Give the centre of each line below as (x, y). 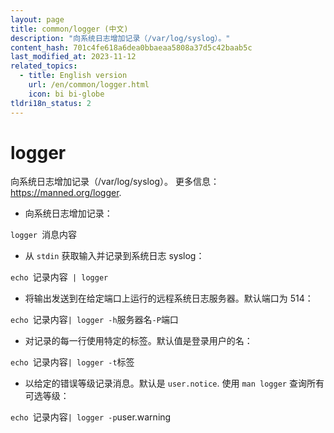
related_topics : (44, 66)
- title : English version (73, 76)
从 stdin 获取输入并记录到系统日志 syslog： (114, 256)
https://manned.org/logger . (66, 193)
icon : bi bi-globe (66, 94)
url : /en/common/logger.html (89, 85)
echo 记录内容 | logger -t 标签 (72, 362)
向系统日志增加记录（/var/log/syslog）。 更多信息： (115, 182)
